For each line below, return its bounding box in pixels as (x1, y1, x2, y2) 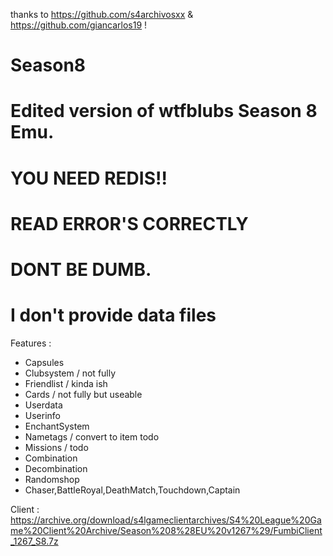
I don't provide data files (10, 304, 217, 327)
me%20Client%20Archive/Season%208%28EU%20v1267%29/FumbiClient (10, 524, 323, 536)
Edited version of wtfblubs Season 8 (10, 100, 318, 123)
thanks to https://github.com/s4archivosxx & (10, 9, 194, 20)
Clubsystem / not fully (24, 367, 117, 379)
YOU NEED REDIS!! (10, 167, 168, 189)
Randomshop (24, 473, 80, 485)
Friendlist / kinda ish (24, 377, 108, 389)
